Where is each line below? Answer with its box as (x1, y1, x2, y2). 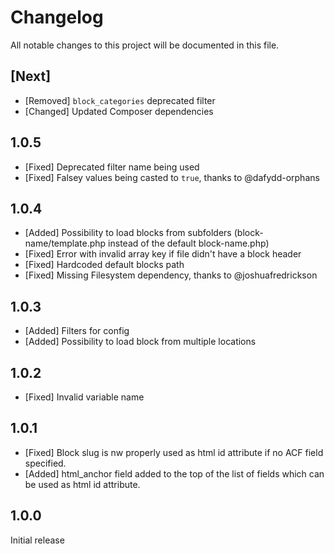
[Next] (10, 68, 52, 85)
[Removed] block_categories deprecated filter (24, 94, 216, 106)
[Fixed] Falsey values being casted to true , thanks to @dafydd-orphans (24, 171, 320, 183)
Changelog (10, 6, 104, 29)
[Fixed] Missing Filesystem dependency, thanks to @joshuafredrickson (24, 269, 318, 281)
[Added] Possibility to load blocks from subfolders (24, 227, 232, 239)
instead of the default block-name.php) (108, 237, 270, 250)
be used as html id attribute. (24, 478, 141, 490)
